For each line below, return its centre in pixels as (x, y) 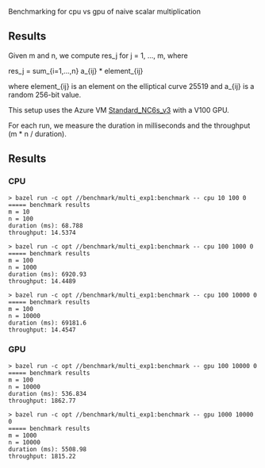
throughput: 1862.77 (42, 401)
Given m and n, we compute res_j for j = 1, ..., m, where (98, 56)
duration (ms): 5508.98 (48, 449)
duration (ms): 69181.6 (48, 323)
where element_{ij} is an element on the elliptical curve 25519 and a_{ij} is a (131, 86)
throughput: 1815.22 (42, 456)
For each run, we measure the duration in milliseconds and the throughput (129, 125)
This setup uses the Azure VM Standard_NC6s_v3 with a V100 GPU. (119, 109)
